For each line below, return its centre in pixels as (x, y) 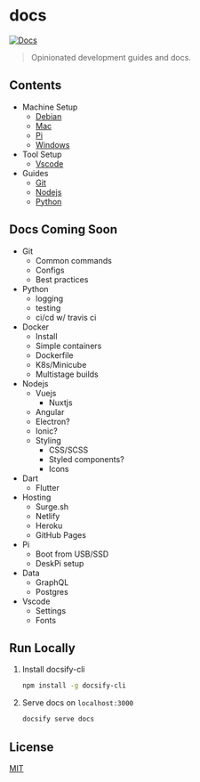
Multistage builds (67, 374)
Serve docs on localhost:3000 (78, 703)
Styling (48, 440)
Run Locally (42, 648)
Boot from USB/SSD (72, 554)
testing (48, 307)
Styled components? (86, 459)
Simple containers (68, 346)
